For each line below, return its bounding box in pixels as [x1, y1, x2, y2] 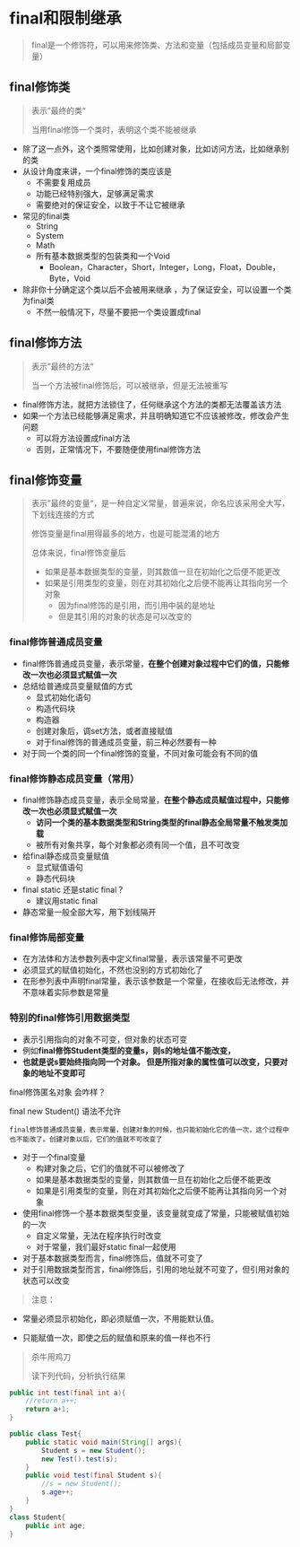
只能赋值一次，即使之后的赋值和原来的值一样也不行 [21, 1332, 211, 1342]
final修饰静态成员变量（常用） [9, 773, 140, 785]
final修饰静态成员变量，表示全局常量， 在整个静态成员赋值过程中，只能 [21, 794, 282, 805]
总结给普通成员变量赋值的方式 [21, 680, 133, 691]
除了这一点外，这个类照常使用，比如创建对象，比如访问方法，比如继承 [21, 143, 282, 153]
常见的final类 [21, 210, 70, 221]
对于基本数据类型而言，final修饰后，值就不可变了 [21, 1253, 203, 1263]
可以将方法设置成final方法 [35, 433, 131, 443]
